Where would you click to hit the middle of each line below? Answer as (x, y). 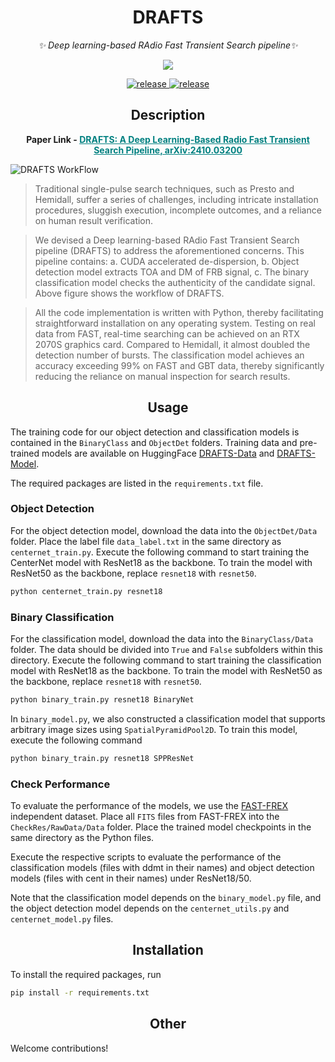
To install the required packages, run (86, 974)
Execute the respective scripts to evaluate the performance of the (146, 857)
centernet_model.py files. (62, 919)
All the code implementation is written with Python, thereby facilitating (179, 312)
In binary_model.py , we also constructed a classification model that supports (168, 718)
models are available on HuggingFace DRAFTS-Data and (158, 453)
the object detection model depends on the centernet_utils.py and (150, 908)
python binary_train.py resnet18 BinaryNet (102, 700)
